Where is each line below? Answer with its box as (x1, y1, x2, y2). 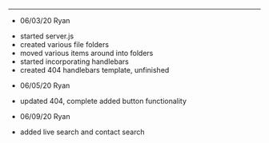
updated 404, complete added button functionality (19, 97, 187, 105)
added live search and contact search (19, 127, 145, 137)
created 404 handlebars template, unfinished (19, 66, 170, 74)
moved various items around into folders (19, 49, 154, 58)
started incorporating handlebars (19, 57, 130, 66)
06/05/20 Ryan (19, 81, 70, 90)
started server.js (19, 31, 74, 41)
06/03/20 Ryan (19, 16, 70, 25)
